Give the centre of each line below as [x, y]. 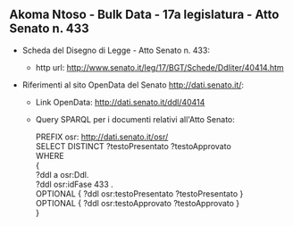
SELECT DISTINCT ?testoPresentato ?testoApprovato [134, 146]
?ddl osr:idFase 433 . [74, 184]
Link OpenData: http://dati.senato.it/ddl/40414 [120, 102]
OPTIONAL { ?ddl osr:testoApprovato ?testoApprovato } [138, 203]
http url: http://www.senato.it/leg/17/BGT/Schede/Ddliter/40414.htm [159, 67]
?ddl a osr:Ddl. [62, 174]
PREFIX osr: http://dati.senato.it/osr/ [102, 137]
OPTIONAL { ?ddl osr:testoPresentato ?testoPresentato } [139, 193]
